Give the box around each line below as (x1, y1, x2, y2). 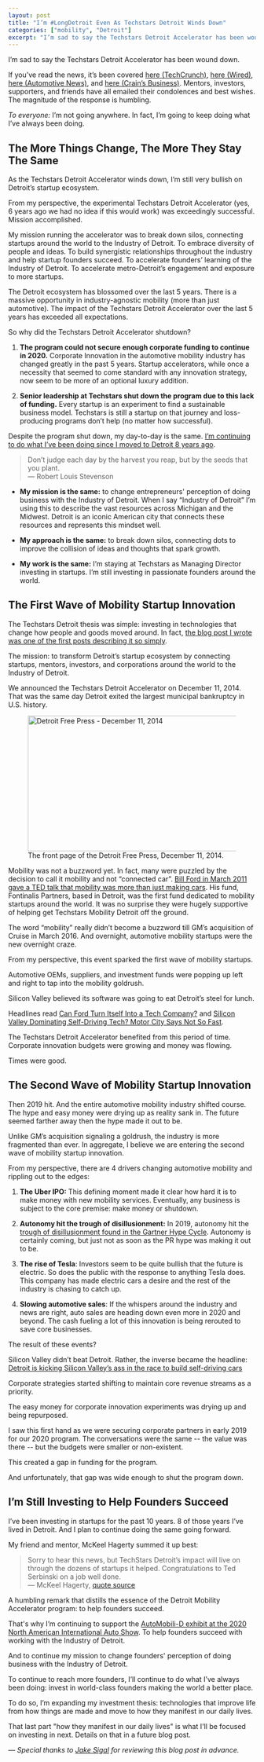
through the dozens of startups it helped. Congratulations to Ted (27, 1563, 236, 1573)
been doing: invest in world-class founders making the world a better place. (8, 1683, 254, 1692)
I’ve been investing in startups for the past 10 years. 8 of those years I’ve (8, 1516, 244, 1526)
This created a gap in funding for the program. (8, 1457, 159, 1467)
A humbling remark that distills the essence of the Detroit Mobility (8, 1595, 221, 1605)
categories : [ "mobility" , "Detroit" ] (8, 26, 132, 34)
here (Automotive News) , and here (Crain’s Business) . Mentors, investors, (8, 79, 246, 88)
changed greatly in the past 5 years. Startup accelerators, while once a (19, 359, 250, 369)
